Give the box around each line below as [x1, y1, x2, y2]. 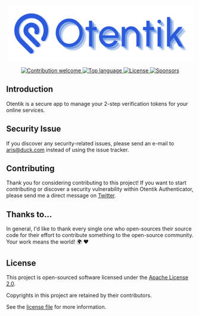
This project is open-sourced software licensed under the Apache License [6, 274, 189, 281]
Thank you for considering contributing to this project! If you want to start [6, 179, 186, 187]
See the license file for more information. [6, 303, 107, 311]
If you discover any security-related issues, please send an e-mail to [6, 139, 175, 147]
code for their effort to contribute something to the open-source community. [6, 232, 194, 239]
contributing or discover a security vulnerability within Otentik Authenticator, [6, 186, 194, 193]
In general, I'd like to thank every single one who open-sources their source [6, 225, 192, 232]
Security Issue [6, 124, 61, 134]
